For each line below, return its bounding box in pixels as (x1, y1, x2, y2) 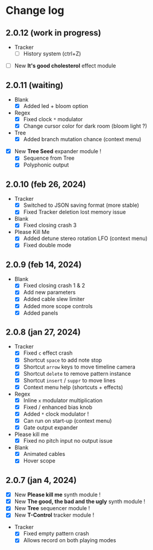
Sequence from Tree (23, 154, 75, 162)
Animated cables (23, 450, 66, 458)
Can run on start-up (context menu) (23, 417, 112, 424)
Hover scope (23, 457, 55, 464)
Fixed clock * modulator (23, 116, 83, 122)
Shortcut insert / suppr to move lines (23, 376, 116, 384)
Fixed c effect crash (23, 349, 73, 356)
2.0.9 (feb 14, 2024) (5, 259, 82, 270)
